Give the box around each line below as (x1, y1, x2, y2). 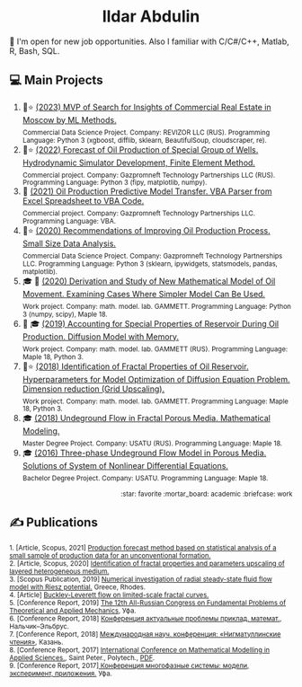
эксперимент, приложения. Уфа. (9, 669, 112, 678)
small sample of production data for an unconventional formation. (9, 550, 211, 560)
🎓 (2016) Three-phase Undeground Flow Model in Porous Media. (22, 447, 267, 459)
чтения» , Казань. (9, 638, 64, 647)
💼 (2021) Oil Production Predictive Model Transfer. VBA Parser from (22, 186, 272, 197)
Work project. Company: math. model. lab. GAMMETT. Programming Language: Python (22, 302, 292, 311)
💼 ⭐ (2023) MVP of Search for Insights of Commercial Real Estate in (22, 101, 271, 112)
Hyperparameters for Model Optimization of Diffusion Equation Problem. (22, 374, 290, 384)
